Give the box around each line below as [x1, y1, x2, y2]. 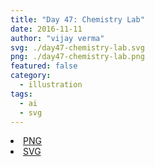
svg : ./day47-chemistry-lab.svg [10, 42, 145, 53]
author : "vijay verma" [10, 33, 105, 43]
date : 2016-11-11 [10, 24, 83, 34]
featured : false [10, 61, 78, 71]
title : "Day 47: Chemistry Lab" [10, 14, 145, 25]
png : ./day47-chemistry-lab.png [10, 52, 145, 62]
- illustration [19, 80, 83, 90]
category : [10, 71, 52, 81]
